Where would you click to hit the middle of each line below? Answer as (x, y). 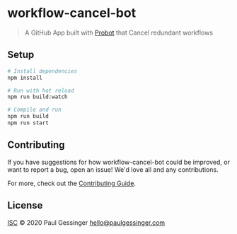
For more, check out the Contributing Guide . (72, 183)
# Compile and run (34, 110)
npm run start (28, 123)
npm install (25, 78)
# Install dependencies (42, 71)
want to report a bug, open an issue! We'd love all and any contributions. (113, 169)
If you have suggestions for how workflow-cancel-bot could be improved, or (118, 162)
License (25, 205)
